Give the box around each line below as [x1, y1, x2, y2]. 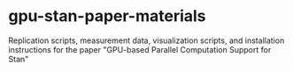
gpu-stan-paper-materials [8, 6, 206, 26]
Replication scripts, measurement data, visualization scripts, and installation [8, 35, 285, 46]
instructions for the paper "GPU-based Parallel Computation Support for [8, 44, 272, 54]
